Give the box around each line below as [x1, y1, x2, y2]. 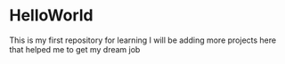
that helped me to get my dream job [9, 44, 141, 54]
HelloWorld [9, 5, 94, 26]
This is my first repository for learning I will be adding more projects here [9, 35, 277, 45]
